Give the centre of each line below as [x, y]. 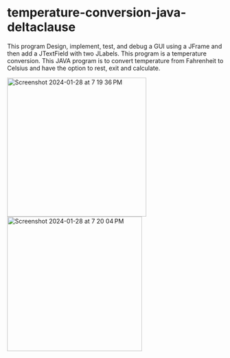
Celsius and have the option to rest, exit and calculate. [84, 68]
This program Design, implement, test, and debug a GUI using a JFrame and [115, 46]
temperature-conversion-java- [97, 13]
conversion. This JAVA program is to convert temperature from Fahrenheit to [115, 60]
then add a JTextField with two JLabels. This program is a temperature [107, 53]
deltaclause [42, 27]
